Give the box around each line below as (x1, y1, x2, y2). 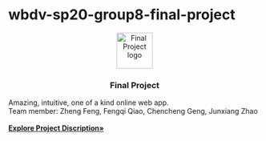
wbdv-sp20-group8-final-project (8, 6, 236, 24)
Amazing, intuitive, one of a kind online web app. (8, 98, 170, 107)
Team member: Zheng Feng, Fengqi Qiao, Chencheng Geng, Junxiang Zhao (8, 107, 258, 116)
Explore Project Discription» (8, 123, 104, 133)
